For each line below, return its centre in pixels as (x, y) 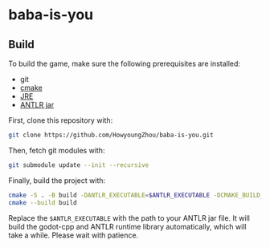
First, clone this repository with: (61, 120)
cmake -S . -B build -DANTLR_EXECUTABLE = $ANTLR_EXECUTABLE (109, 195)
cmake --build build (43, 202)
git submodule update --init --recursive (79, 165)
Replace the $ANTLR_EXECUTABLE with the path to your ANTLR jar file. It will (129, 218)
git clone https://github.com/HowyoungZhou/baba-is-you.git (111, 135)
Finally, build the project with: (57, 180)
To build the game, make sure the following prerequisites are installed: (125, 63)
